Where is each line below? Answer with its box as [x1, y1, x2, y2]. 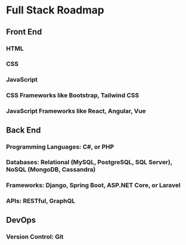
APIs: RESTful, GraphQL [6, 197, 75, 205]
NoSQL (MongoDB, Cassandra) [6, 165, 96, 174]
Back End [6, 125, 41, 135]
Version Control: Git [6, 232, 64, 240]
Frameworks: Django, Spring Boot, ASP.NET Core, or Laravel [6, 181, 181, 189]
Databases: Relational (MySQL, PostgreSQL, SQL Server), [6, 158, 173, 167]
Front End [6, 27, 42, 37]
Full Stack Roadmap [6, 4, 104, 17]
